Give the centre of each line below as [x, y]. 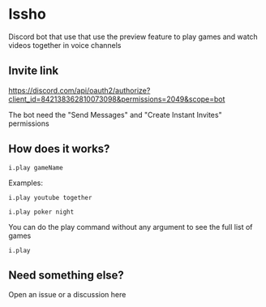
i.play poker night [41, 212]
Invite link [34, 71]
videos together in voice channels [65, 45]
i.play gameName [36, 167]
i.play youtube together [50, 197]
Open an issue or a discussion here [67, 295]
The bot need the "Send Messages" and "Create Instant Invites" [115, 115]
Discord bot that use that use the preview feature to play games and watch [133, 37]
